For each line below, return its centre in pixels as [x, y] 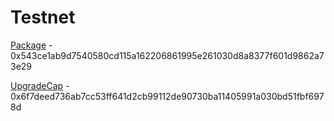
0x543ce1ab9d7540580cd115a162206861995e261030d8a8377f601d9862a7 [167, 55]
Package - [31, 45]
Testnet [43, 17]
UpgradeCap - [40, 85]
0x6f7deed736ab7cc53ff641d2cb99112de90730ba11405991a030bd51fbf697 [167, 96]
